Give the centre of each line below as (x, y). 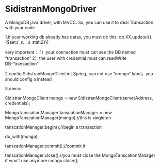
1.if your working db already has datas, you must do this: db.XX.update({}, (79, 37)
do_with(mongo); (22, 136)
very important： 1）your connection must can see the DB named (70, 52)
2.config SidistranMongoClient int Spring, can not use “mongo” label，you (79, 73)
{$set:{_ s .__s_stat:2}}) (27, 42)
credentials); (18, 103)
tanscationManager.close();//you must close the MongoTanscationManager (80, 155)
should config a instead (29, 79)
